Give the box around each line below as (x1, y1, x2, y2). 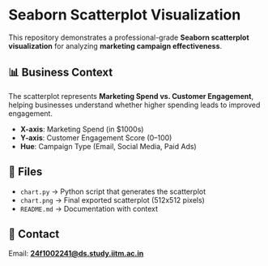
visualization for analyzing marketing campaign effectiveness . (8, 41, 223, 50)
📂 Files (8, 165, 43, 179)
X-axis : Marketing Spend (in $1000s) (19, 124, 144, 134)
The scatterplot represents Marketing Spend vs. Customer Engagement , (8, 91, 253, 101)
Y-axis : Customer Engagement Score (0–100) (19, 132, 172, 143)
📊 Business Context (8, 66, 113, 79)
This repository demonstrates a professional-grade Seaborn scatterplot (8, 32, 249, 42)
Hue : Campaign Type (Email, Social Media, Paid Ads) (19, 141, 197, 151)
